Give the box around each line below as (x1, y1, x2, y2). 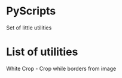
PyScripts (6, 4, 56, 18)
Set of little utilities (6, 24, 52, 31)
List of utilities (6, 45, 78, 59)
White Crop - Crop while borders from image (6, 65, 117, 72)
